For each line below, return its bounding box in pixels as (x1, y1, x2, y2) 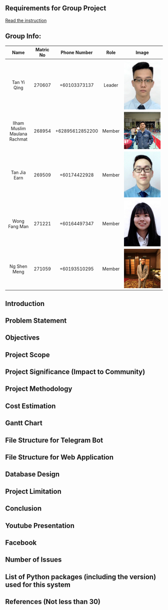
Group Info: (5, 32, 41, 41)
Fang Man (8, 223, 29, 229)
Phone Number (60, 49, 93, 55)
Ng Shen (9, 263, 27, 269)
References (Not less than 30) (5, 597, 101, 606)
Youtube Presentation (5, 521, 75, 530)
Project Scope (5, 350, 50, 359)
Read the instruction (5, 17, 47, 23)
